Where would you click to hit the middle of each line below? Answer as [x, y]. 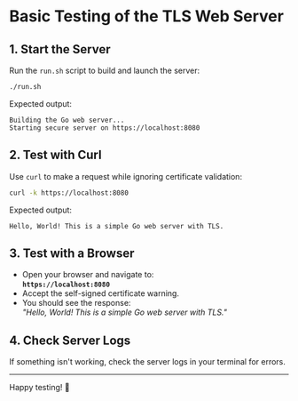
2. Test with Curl [55, 155]
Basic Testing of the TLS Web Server [146, 16]
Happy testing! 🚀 [39, 388]
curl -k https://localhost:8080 [69, 193]
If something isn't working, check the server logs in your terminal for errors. [148, 362]
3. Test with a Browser [72, 253]
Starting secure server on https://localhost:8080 [105, 128]
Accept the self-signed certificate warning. [101, 293]
